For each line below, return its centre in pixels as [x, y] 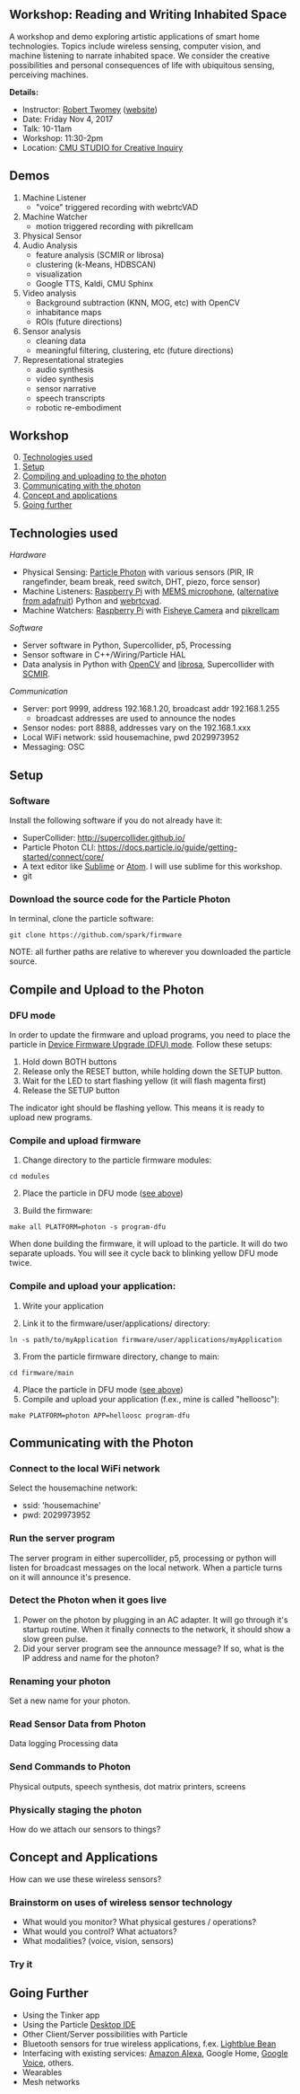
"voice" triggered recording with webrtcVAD [117, 207]
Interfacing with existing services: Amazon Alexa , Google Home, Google [155, 2053]
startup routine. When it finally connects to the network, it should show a [156, 1629]
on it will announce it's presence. [70, 1577]
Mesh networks [51, 2081]
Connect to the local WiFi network [85, 1468]
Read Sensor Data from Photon [77, 1724]
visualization [59, 274]
